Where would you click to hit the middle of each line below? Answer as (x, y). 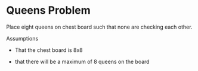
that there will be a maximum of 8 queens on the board (82, 61)
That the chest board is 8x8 (49, 50)
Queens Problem (48, 10)
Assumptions (22, 38)
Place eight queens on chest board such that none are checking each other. (99, 27)
